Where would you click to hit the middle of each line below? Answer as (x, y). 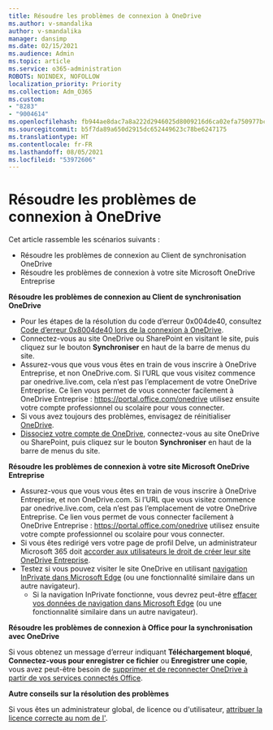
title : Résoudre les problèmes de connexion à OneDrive (105, 16)
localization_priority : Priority (65, 84)
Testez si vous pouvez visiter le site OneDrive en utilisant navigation (134, 569)
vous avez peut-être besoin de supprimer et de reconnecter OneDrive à (128, 669)
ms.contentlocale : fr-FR (50, 144)
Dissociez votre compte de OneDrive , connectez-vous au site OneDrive (140, 434)
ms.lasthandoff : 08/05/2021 (56, 152)
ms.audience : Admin (41, 54)
